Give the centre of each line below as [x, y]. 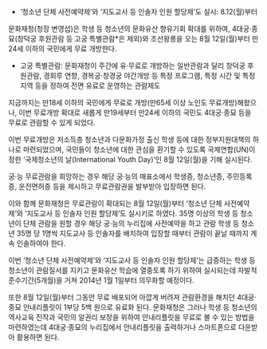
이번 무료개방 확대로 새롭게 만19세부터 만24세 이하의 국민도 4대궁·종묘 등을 [135, 113]
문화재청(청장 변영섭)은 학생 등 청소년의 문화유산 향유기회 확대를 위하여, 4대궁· [130, 29]
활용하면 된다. [38, 337]
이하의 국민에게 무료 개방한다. [71, 49]
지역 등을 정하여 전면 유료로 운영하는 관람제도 [90, 85]
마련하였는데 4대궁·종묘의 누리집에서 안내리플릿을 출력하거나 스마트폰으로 [122, 327]
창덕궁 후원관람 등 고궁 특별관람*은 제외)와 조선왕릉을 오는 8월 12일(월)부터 [134, 39]
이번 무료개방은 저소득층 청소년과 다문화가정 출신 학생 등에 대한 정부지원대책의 [130, 139]
